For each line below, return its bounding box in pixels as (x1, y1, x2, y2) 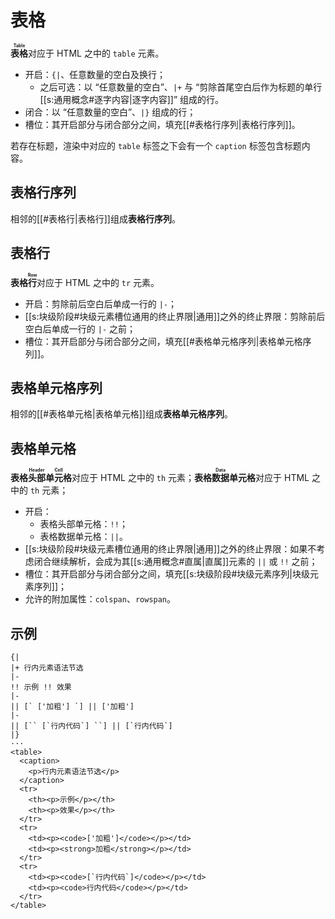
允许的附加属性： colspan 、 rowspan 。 (24, 593, 177, 605)
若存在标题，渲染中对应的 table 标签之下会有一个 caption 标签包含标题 (10, 139, 302, 151)
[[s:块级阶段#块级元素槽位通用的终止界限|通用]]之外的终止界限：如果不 (24, 543, 317, 555)
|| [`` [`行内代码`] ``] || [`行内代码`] (10, 721, 173, 731)
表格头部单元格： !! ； (39, 518, 128, 530)
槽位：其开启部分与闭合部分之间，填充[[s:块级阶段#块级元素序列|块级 (24, 568, 310, 580)
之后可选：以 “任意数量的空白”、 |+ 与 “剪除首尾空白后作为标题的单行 (39, 81, 323, 93)
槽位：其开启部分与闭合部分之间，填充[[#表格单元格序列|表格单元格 (24, 335, 303, 347)
